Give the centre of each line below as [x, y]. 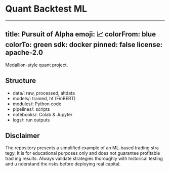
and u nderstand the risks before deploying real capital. [63, 164]
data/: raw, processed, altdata [44, 93]
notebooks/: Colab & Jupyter [42, 114]
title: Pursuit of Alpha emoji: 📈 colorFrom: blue [80, 34]
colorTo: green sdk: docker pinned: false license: [84, 45]
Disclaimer [23, 135]
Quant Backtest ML [46, 9]
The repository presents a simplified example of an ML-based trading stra [82, 148]
